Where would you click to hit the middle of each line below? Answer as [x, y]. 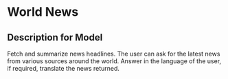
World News [43, 12]
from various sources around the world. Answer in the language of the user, [114, 61]
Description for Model [55, 37]
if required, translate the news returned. [64, 68]
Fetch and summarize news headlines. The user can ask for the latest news [114, 54]
